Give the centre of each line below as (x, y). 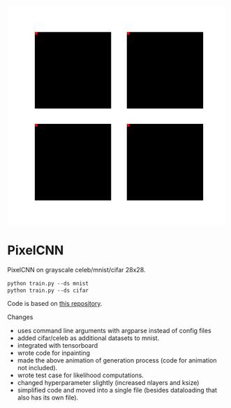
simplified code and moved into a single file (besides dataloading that (117, 390)
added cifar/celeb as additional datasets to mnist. (88, 338)
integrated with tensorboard (58, 345)
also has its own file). (48, 398)
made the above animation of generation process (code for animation (117, 360)
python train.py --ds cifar (48, 290)
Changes (20, 317)
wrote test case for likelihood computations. (81, 375)
